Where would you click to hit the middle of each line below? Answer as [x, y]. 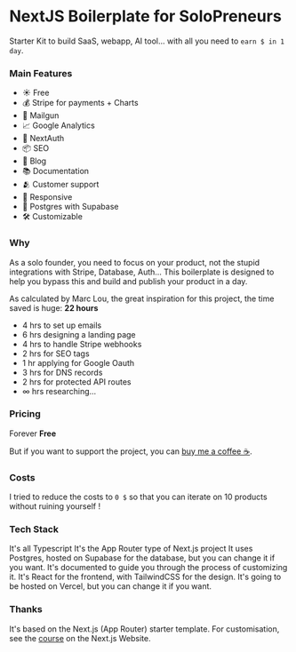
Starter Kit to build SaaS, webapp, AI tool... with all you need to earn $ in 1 [147, 41]
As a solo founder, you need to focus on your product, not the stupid [135, 262]
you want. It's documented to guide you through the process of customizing [148, 568]
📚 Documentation [56, 171]
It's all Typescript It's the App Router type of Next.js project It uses [131, 549]
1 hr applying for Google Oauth [78, 362]
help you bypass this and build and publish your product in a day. [128, 281]
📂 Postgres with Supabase [70, 207]
